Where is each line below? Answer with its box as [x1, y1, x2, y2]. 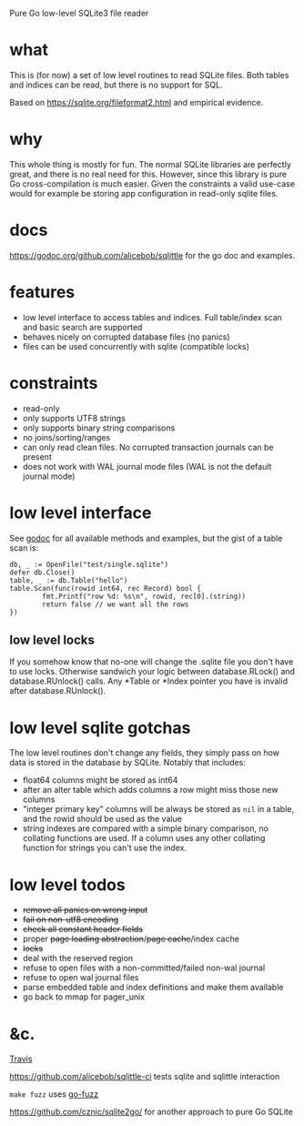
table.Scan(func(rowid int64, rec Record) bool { [9, 583, 202, 593]
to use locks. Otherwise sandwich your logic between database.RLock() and [9, 666, 296, 677]
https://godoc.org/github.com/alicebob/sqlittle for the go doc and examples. [9, 249, 296, 260]
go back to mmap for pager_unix [22, 991, 146, 1002]
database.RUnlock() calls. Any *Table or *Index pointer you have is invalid [9, 675, 289, 686]
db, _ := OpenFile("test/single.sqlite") [9, 560, 169, 569]
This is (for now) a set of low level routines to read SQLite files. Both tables [9, 69, 289, 80]
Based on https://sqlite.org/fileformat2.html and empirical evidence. [9, 96, 264, 107]
